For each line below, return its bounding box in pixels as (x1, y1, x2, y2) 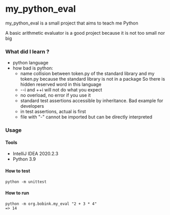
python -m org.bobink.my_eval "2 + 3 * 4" (5, 201, 97, 206)
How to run (5, 190, 30, 196)
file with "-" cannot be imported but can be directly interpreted (20, 114, 153, 120)
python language (12, 60, 48, 66)
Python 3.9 (12, 156, 36, 162)
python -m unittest (5, 179, 47, 184)
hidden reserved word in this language (20, 81, 102, 87)
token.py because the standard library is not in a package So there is (20, 76, 165, 82)
